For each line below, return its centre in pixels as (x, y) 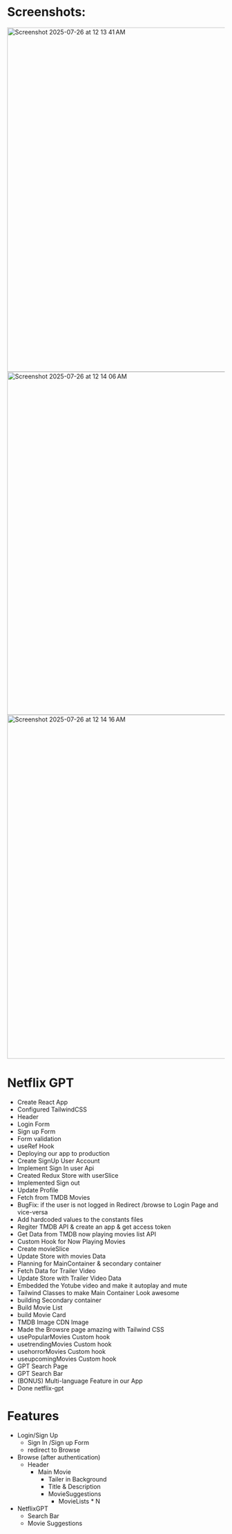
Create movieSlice (43, 1249)
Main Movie (54, 1472)
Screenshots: (47, 12)
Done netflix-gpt (40, 1388)
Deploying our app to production (64, 1153)
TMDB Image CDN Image (53, 1322)
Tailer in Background (77, 1479)
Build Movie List (40, 1307)
